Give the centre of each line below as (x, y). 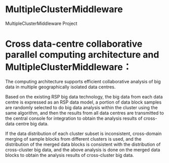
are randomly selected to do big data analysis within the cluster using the (81, 107)
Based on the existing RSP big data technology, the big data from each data (84, 96)
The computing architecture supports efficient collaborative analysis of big (83, 81)
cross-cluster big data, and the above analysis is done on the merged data (83, 150)
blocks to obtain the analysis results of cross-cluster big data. (70, 155)
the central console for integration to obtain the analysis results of (74, 118)
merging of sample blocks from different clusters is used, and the (73, 139)
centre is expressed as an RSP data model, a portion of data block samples (83, 102)
